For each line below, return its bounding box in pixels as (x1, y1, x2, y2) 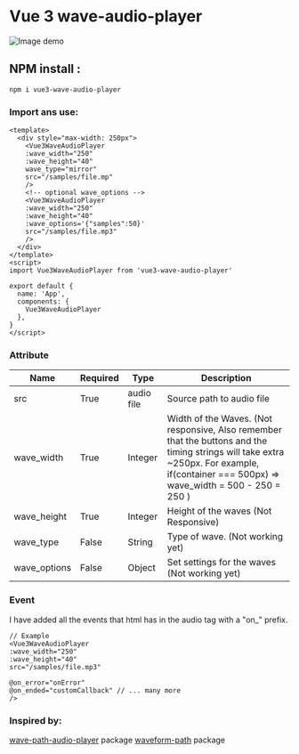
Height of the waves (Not (166, 505, 272, 517)
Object (127, 562, 156, 574)
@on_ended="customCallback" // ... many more (9, 685, 181, 695)
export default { (9, 282, 74, 291)
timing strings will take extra (166, 446, 285, 458)
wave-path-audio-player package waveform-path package (9, 734, 225, 745)
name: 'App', (17, 289, 66, 299)
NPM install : (9, 61, 82, 77)
